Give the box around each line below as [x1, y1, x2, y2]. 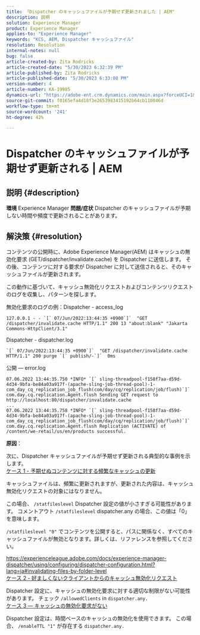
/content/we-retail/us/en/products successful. [6, 428, 127, 435]
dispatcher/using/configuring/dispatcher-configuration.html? [6, 561, 155, 568]
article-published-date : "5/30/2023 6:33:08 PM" [6, 75, 129, 81]
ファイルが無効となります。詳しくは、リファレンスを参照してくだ [26, 535, 188, 542]
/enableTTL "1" [17, 624, 56, 630]
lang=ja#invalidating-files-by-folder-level [6, 567, 107, 575]
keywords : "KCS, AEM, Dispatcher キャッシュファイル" [6, 36, 135, 42]
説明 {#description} [6, 188, 80, 198]
